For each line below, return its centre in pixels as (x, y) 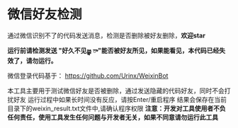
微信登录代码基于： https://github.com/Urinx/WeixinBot (88, 76)
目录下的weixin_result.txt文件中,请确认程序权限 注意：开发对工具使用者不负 (117, 108)
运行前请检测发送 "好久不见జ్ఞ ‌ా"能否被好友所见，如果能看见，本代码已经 (113, 50)
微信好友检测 (45, 14)
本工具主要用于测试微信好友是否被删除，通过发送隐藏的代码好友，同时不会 (116, 91)
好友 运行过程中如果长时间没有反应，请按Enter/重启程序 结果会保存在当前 (120, 99)
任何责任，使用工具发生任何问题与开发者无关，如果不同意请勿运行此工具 (113, 117)
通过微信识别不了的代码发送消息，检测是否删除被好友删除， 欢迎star (106, 35)
